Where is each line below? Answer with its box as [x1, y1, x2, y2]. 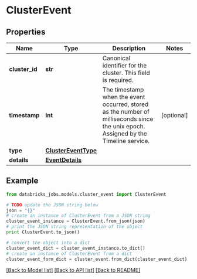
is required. [102, 76, 134, 84]
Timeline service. [102, 137, 150, 145]
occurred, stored [102, 100, 149, 108]
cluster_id [9, 65, 38, 73]
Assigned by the [102, 130, 148, 138]
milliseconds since [102, 115, 154, 123]
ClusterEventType [45, 147, 97, 154]
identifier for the [102, 62, 147, 69]
